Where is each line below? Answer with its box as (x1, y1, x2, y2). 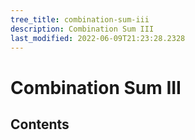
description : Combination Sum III (10, 24, 155, 34)
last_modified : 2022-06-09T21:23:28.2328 (10, 33, 186, 43)
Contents (10, 116, 70, 133)
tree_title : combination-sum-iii (10, 14, 150, 25)
